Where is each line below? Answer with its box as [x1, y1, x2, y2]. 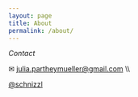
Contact [8, 49, 36, 59]
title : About [8, 19, 52, 27]
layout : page [8, 11, 52, 20]
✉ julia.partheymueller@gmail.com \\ [8, 64, 131, 74]
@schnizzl [8, 79, 43, 89]
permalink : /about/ [8, 26, 74, 34]
